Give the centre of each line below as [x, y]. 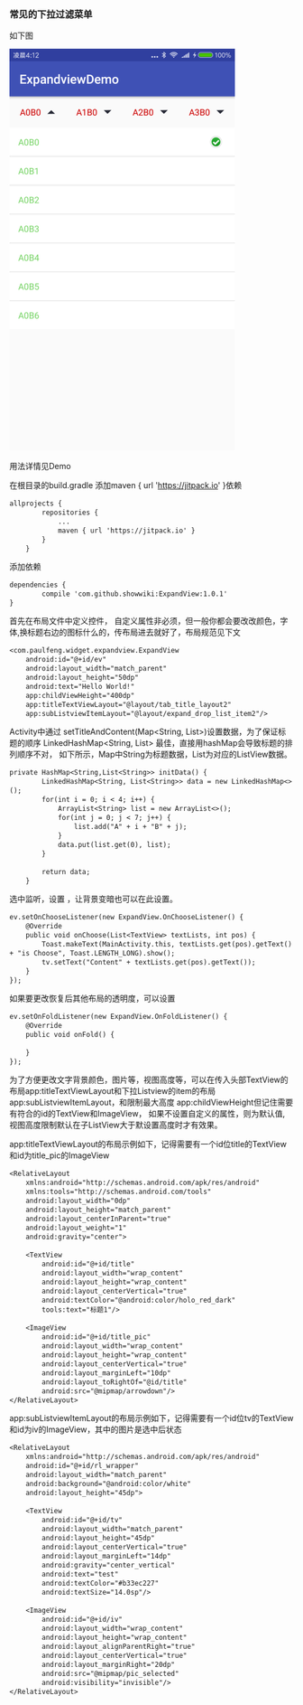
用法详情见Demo [40, 466]
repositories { [70, 513]
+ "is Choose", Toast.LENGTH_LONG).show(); [92, 954]
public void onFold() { [70, 1035]
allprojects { [36, 504]
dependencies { [38, 585]
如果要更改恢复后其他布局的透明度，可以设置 [92, 999]
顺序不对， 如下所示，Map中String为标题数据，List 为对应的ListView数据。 [155, 754]
